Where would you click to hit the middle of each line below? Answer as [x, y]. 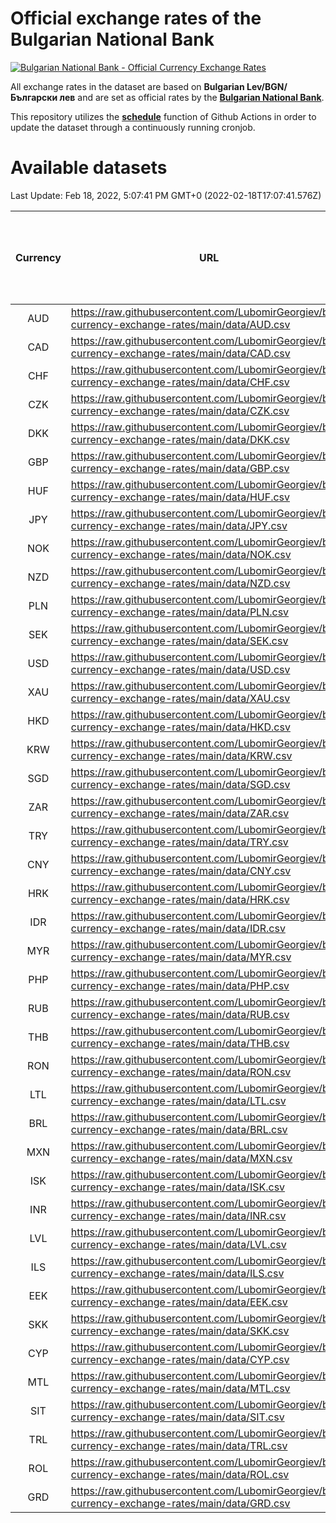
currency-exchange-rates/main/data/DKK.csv [180, 439]
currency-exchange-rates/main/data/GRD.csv [180, 1503]
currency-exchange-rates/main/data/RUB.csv [180, 1014]
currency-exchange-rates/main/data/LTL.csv [178, 1100]
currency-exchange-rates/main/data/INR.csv [178, 1215]
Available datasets [89, 168]
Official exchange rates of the [136, 18]
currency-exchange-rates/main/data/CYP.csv [180, 1359]
